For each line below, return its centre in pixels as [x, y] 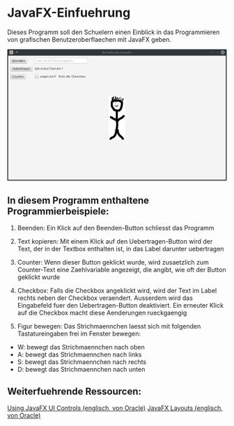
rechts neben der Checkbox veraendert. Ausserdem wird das [105, 298]
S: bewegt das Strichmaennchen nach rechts [82, 362]
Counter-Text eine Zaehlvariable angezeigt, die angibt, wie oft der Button [122, 270]
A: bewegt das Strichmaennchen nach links [79, 355]
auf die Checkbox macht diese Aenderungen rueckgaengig [102, 313]
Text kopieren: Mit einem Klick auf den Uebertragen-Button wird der [115, 242]
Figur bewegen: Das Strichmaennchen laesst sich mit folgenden [109, 326]
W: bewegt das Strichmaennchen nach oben [81, 347]
